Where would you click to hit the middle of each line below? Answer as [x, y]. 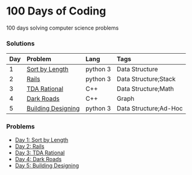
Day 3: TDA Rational [40, 153]
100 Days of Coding [56, 11]
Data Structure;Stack [146, 79]
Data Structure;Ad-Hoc [150, 109]
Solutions [20, 43]
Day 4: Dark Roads [38, 159]
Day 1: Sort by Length [42, 139]
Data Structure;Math [145, 89]
